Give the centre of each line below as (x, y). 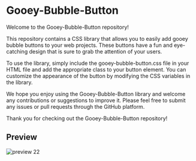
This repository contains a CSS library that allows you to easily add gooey (97, 38)
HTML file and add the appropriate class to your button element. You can (96, 69)
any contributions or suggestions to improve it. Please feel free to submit (96, 100)
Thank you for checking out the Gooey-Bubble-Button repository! (87, 118)
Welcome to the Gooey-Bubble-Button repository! (67, 27)
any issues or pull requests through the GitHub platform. (76, 106)
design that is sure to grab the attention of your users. (96, 51)
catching (17, 51)
